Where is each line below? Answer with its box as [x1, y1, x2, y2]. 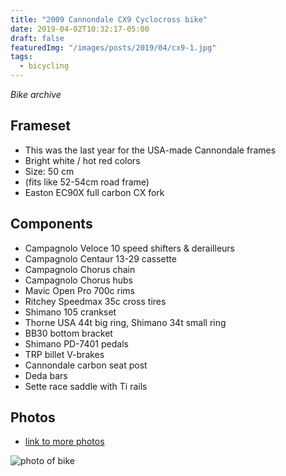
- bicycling [19, 61, 70, 71]
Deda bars [24, 369, 68, 381]
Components [10, 216, 93, 233]
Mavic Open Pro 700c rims [24, 284, 136, 296]
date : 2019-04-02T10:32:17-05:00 [10, 24, 150, 34]
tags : [10, 52, 33, 62]
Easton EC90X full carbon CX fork [24, 186, 165, 198]
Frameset [10, 117, 72, 135]
